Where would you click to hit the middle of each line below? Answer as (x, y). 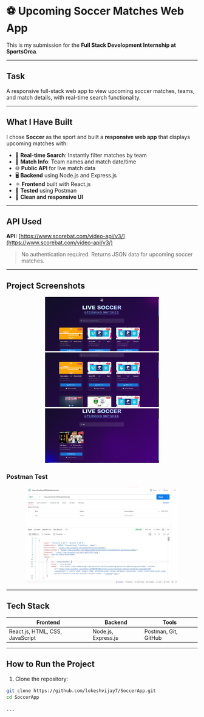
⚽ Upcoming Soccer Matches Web (95, 11)
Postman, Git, (161, 631)
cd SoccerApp (23, 697)
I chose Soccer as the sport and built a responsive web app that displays (98, 137)
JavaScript (22, 637)
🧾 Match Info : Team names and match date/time (76, 162)
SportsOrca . (22, 51)
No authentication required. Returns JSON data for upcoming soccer (107, 255)
